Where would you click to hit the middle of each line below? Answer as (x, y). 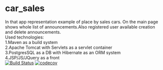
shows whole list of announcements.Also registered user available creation (80, 27)
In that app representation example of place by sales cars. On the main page (81, 22)
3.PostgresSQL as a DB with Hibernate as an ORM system (63, 52)
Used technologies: (25, 37)
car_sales (25, 8)
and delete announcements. (33, 32)
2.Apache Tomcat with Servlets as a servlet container (59, 47)
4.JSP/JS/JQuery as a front (32, 57)
